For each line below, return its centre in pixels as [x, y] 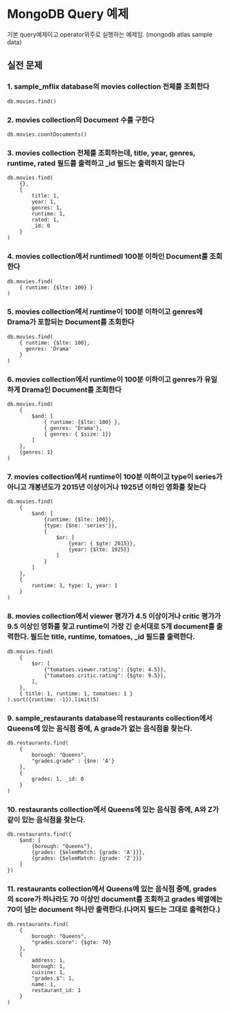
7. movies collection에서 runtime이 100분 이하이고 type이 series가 [115, 477]
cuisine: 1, [49, 972]
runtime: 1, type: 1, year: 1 [75, 586]
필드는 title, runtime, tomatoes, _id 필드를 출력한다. [112, 637]
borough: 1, [49, 966]
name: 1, [44, 984]
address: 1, [49, 960]
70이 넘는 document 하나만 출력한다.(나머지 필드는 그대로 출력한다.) [114, 910]
